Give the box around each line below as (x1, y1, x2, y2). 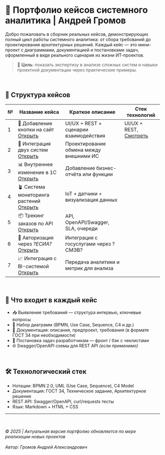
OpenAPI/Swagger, (65, 219, 110, 226)
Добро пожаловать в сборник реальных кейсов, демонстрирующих (5, 31, 149, 37)
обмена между (65, 146, 101, 153)
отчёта (65, 171, 82, 178)
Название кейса (19, 108, 59, 115)
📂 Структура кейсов (5, 91, 70, 99)
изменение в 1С (18, 169, 57, 175)
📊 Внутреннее (18, 161, 53, 168)
